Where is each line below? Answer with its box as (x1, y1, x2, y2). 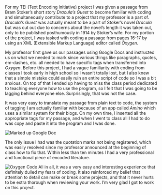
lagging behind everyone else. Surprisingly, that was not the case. (5, 90, 137, 96)
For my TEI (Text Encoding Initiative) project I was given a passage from (5, 4, 148, 10)
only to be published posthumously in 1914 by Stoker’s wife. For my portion (5, 30, 154, 35)
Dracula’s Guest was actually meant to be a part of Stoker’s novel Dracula (5, 19, 152, 25)
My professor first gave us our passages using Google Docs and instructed (5, 49, 155, 55)
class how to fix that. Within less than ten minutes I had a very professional (5, 150, 154, 155)
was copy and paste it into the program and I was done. (5, 120, 116, 126)
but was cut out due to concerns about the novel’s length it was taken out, (5, 25, 152, 30)
